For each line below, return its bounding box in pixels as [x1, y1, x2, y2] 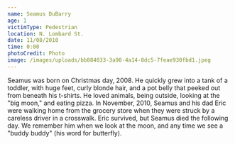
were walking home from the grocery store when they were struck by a [7, 106, 215, 114]
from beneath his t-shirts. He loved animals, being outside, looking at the [7, 91, 220, 99]
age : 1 [7, 17, 27, 24]
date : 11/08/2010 [7, 37, 59, 44]
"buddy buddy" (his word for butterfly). [7, 128, 122, 137]
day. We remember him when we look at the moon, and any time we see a [7, 121, 224, 130]
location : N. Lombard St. [7, 30, 84, 38]
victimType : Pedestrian [7, 23, 78, 31]
